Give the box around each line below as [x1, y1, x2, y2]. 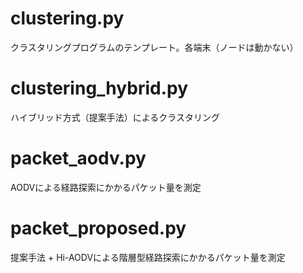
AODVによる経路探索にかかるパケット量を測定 [10, 181, 202, 193]
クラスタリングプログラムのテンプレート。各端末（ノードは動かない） [10, 41, 299, 53]
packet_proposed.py [10, 217, 187, 239]
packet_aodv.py [10, 147, 147, 170]
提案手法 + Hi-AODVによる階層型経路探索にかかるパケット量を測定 [10, 251, 286, 263]
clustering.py [10, 7, 125, 30]
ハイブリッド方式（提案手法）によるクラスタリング [10, 111, 221, 123]
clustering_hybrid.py [10, 77, 188, 100]
